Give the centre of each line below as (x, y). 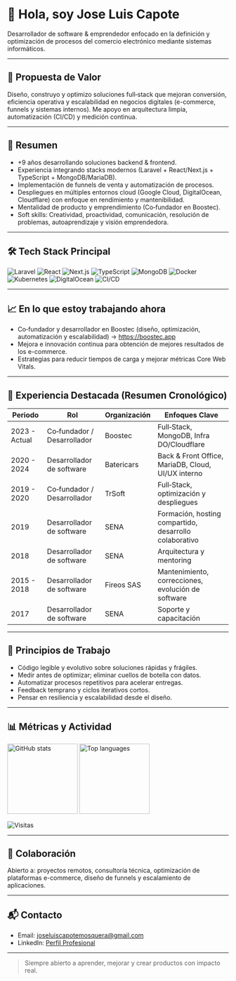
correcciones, (181, 580)
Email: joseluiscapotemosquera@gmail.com (80, 935)
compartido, (178, 522)
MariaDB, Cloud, (185, 465)
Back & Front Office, (190, 456)
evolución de (179, 589)
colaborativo (178, 540)
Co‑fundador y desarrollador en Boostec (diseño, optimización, (109, 329)
